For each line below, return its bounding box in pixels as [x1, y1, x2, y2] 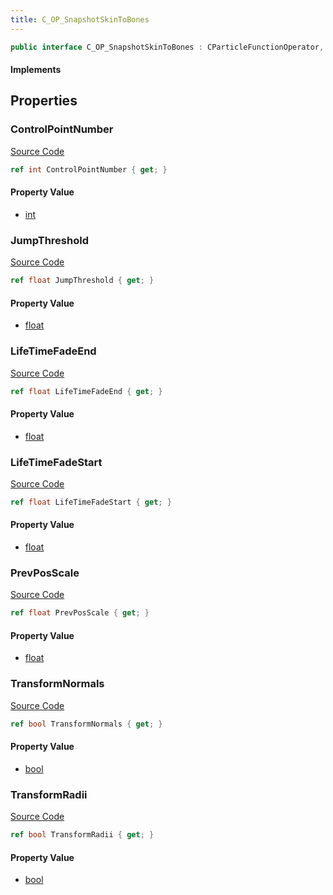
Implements [10, 64, 62, 76]
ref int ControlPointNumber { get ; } [10, 164, 168, 175]
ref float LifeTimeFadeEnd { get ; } [10, 386, 163, 396]
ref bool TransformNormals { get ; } [10, 719, 163, 729]
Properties [10, 92, 78, 110]
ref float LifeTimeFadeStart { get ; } [10, 497, 172, 507]
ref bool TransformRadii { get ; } [10, 830, 155, 840]
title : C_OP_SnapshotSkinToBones [10, 14, 150, 25]
